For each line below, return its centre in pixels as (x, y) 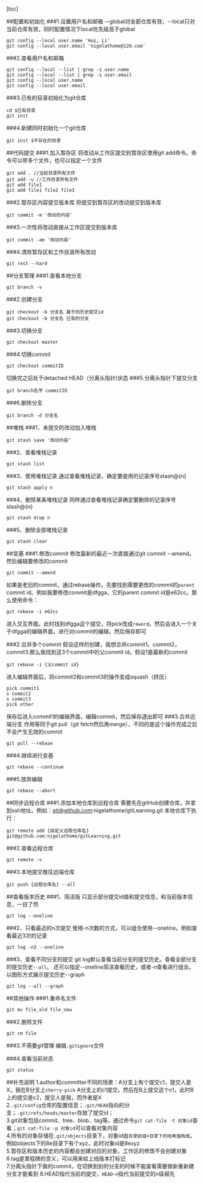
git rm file (21, 1033)
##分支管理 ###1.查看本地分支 (44, 275)
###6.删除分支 (24, 403)
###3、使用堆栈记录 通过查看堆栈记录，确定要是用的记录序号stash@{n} (97, 476)
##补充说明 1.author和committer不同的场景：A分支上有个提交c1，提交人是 (99, 1082)
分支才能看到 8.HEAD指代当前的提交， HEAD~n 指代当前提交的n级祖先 (91, 1174)
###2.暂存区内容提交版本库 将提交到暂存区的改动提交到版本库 (84, 202)
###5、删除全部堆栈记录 (37, 530)
